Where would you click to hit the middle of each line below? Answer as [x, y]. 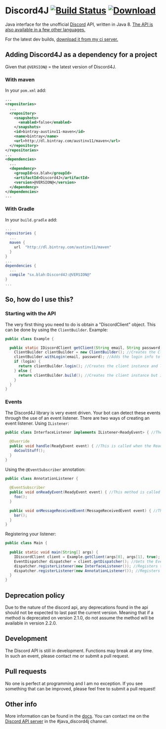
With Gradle [20, 209]
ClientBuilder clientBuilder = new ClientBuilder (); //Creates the [85, 352]
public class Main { [26, 543]
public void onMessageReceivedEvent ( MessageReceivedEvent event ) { [81, 510]
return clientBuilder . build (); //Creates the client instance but [88, 375]
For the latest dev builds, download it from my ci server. [62, 39]
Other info [21, 704]
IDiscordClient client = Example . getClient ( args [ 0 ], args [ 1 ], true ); [87, 557]
